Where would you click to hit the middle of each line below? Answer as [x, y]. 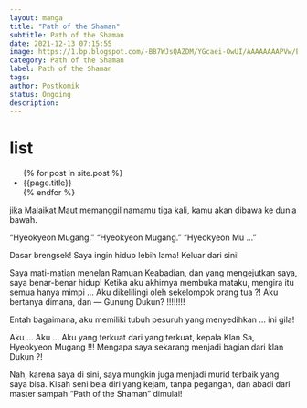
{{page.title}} [47, 183]
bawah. [24, 220]
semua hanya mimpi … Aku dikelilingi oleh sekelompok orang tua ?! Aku [144, 292]
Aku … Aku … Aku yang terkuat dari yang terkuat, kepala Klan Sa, [132, 338]
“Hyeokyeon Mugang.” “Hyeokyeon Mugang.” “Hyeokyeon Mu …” [133, 237]
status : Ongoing [40, 94]
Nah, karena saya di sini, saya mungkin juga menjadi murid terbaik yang [144, 374]
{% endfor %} [49, 193]
